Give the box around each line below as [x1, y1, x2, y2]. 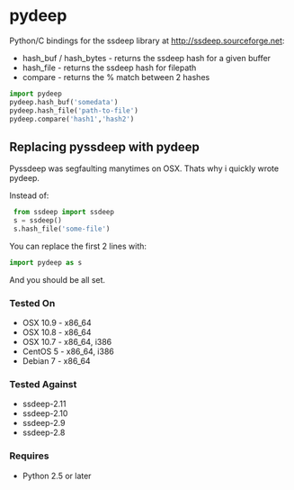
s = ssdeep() [13, 216, 63, 225]
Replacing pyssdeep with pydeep [9, 139, 200, 154]
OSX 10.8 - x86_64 [22, 327, 92, 338]
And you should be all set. [9, 274, 106, 285]
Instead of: [9, 190, 49, 201]
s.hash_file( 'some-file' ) [13, 224, 111, 233]
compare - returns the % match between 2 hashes [22, 71, 210, 82]
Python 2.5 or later [22, 470, 92, 481]
